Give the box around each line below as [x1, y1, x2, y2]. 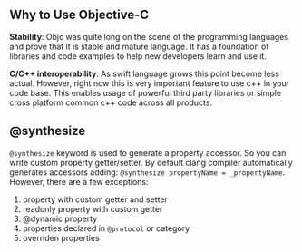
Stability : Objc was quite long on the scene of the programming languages [9, 31, 288, 42]
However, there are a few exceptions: [9, 176, 149, 187]
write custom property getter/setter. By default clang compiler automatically [9, 157, 293, 168]
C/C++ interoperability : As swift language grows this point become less [9, 68, 279, 79]
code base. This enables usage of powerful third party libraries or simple [9, 87, 282, 98]
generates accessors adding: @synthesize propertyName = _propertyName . [9, 167, 286, 178]
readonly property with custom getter [22, 203, 163, 214]
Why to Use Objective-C [9, 7, 150, 23]
